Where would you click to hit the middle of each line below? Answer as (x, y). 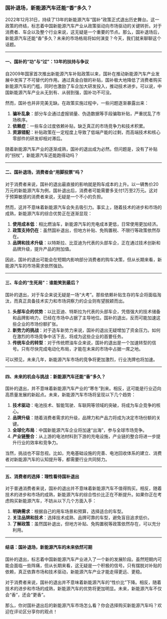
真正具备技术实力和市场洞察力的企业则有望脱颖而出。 (73, 301)
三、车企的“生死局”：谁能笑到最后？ (42, 283)
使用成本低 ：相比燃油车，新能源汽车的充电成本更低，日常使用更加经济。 (86, 224)
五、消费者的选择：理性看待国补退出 (42, 476)
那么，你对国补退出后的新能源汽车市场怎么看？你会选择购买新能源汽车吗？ (81, 605)
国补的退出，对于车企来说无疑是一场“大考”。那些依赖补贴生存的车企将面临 (81, 294)
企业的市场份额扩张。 (39, 324)
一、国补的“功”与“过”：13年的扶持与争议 (47, 61)
